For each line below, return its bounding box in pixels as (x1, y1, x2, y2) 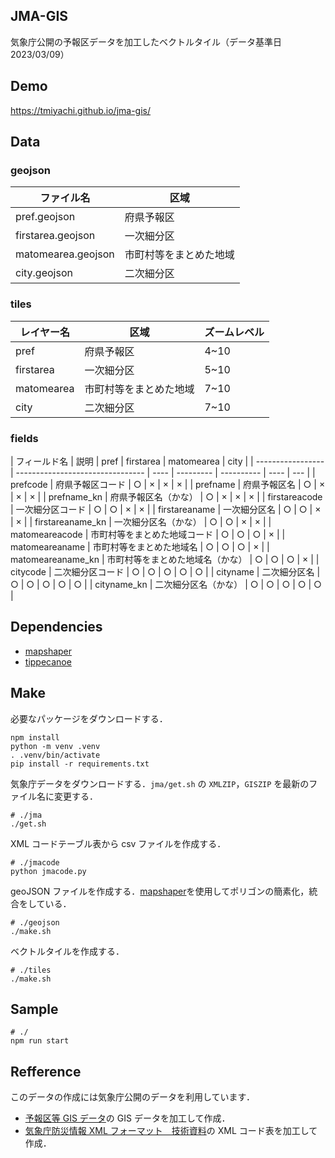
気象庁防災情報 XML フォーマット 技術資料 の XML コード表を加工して (24, 1125, 318, 1137)
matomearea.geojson (15, 247, 115, 261)
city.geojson (15, 266, 73, 280)
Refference (10, 1063, 82, 1080)
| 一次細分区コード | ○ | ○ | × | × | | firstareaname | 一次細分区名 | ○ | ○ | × (10, 503, 322, 515)
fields (10, 431, 39, 445)
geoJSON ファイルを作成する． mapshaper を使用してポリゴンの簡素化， (10, 885, 310, 897)
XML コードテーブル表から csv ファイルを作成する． (10, 837, 227, 849)
